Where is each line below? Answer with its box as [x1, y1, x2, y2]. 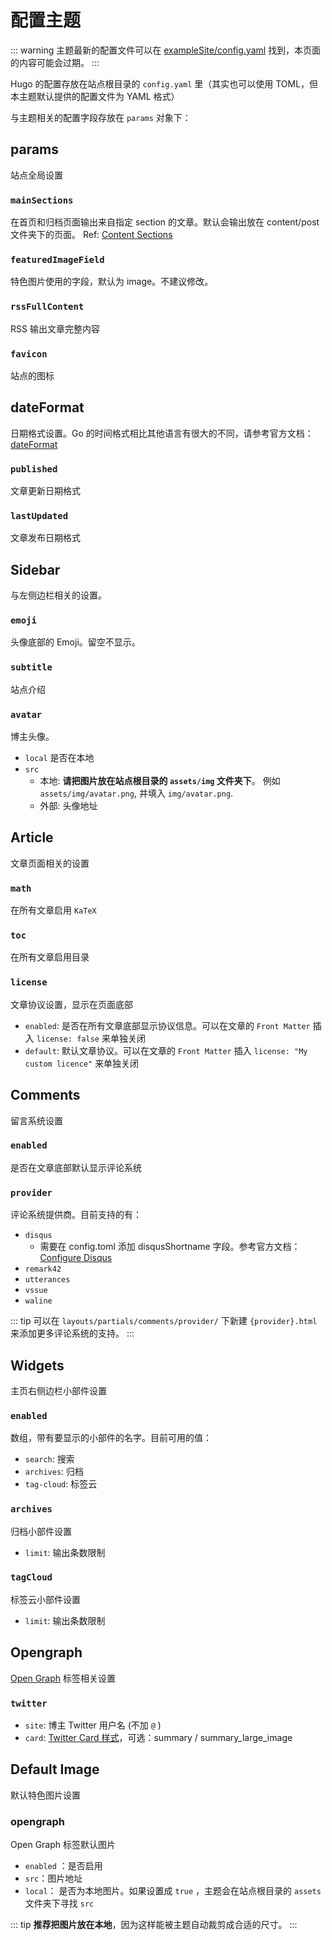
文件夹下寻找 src [24, 1897, 95, 1910]
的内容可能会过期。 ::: [10, 56, 100, 68]
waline [24, 1296, 53, 1306]
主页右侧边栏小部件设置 [10, 1384, 107, 1396]
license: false [36, 1034, 100, 1044]
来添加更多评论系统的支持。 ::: [10, 1327, 135, 1340]
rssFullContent [10, 301, 85, 313]
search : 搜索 [24, 1453, 75, 1465]
